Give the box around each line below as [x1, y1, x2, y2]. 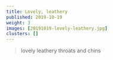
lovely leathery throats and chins [20, 47, 101, 54]
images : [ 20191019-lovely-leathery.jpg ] [6, 25, 108, 31]
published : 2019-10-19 [6, 14, 62, 20]
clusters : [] [6, 31, 39, 37]
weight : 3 [6, 20, 31, 26]
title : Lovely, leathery [6, 8, 68, 15]
